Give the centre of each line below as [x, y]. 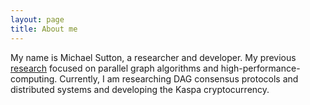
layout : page [37, 19]
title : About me [44, 29]
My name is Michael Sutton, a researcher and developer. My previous [153, 57]
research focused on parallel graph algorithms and [114, 68]
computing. [34, 78]
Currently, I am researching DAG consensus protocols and [179, 78]
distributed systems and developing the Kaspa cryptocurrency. [140, 89]
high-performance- [260, 68]
